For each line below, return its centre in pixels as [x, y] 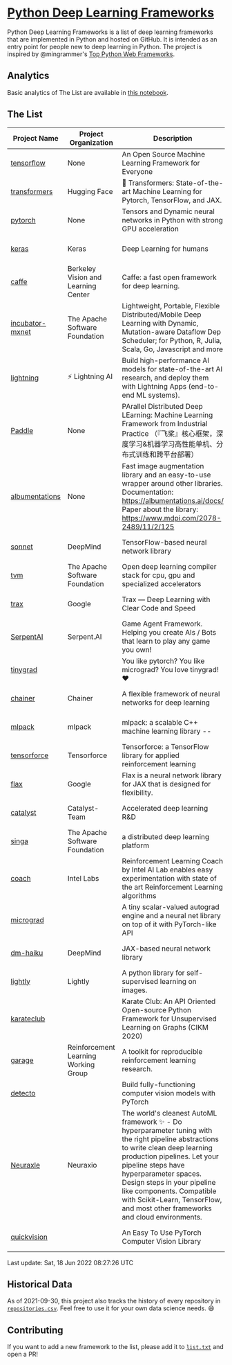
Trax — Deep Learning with [166, 599]
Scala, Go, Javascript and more [172, 349]
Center [78, 294]
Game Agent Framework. [162, 624]
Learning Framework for [161, 163]
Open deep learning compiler [169, 566]
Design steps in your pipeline [169, 1182]
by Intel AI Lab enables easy [167, 870]
